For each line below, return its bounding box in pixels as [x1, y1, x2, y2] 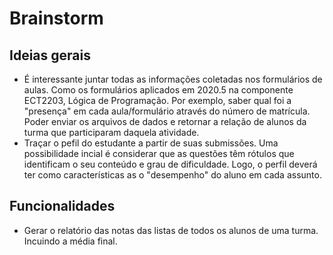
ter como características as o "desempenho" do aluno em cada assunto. [23, 169, 322, 181]
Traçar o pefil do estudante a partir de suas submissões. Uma [23, 137, 279, 149]
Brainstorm [9, 7, 104, 30]
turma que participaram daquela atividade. [23, 127, 200, 138]
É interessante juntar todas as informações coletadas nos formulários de [23, 73, 323, 85]
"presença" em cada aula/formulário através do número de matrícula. [23, 105, 311, 117]
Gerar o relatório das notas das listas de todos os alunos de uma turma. [23, 224, 319, 236]
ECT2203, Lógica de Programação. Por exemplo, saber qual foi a [23, 95, 292, 106]
